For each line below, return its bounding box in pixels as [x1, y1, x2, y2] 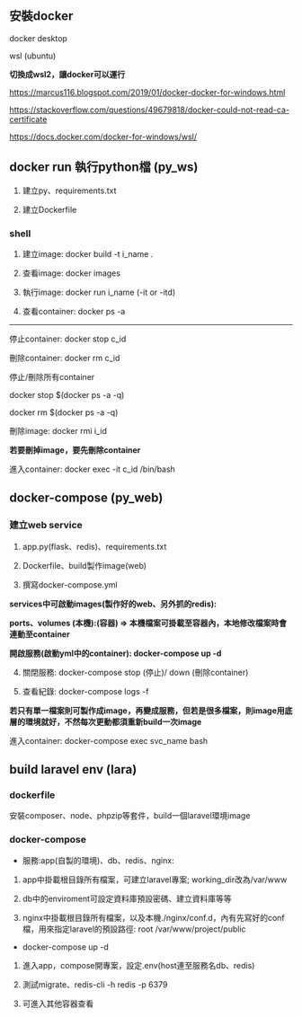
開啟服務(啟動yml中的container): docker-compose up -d [9, 648, 222, 659]
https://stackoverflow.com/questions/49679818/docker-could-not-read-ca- [9, 104, 290, 115]
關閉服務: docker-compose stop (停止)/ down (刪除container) [22, 667, 249, 677]
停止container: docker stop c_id [9, 333, 127, 344]
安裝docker [9, 8, 74, 24]
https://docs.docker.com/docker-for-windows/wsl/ [9, 131, 198, 142]
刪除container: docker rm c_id [9, 352, 120, 363]
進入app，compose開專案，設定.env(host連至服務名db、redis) [22, 960, 255, 970]
